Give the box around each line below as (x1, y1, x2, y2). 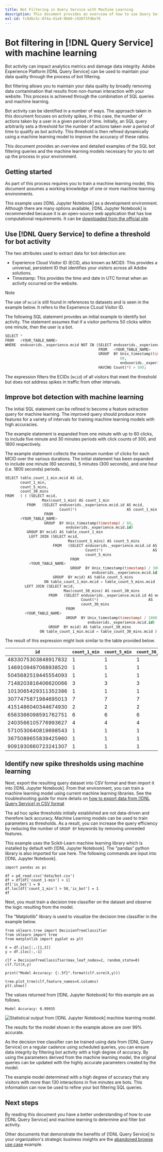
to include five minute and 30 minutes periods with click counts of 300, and (5, 436, 156, 442)
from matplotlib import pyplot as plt (5, 937, 83, 942)
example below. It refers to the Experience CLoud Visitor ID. (5, 304, 124, 310)
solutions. (12, 270, 32, 276)
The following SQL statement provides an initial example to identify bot (5, 314, 147, 320)
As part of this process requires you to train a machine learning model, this (5, 181, 154, 186)
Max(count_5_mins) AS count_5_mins (67, 539, 140, 543)
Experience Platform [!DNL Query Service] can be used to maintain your (5, 68, 149, 74)
